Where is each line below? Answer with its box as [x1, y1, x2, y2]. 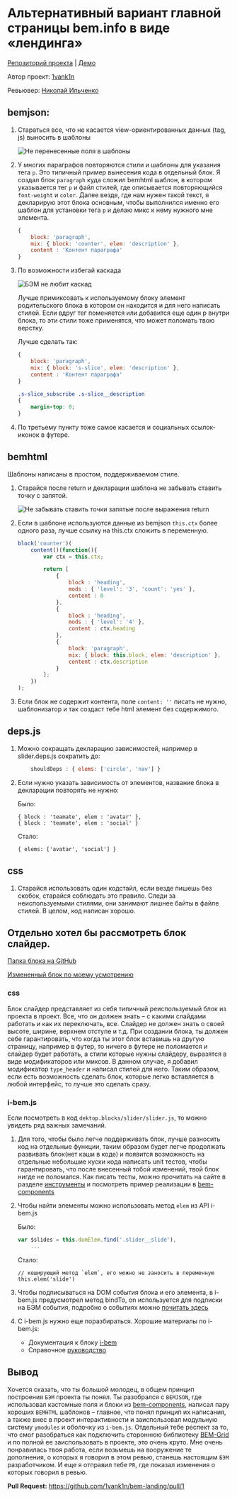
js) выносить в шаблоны [17, 133, 91, 141]
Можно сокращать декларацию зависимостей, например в [17, 744, 198, 752]
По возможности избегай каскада [17, 266, 122, 274]
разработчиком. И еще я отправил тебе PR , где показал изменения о [7, 1460, 216, 1469]
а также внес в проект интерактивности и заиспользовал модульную [7, 1415, 218, 1423]
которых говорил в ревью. [7, 1468, 88, 1476]
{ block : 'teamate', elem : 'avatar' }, [17, 813, 141, 820]
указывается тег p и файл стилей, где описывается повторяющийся [17, 183, 223, 191]
